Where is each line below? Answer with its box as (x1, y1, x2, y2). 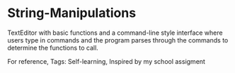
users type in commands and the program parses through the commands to (7, 35, 229, 44)
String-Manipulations (7, 5, 137, 21)
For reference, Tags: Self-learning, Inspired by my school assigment (7, 57, 205, 65)
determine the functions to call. (7, 43, 99, 52)
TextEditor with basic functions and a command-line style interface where (7, 28, 223, 37)
